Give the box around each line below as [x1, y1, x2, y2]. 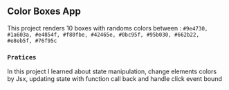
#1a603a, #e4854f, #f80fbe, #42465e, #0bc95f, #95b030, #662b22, [7, 31, 199, 38]
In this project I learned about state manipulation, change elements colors [7, 67, 217, 75]
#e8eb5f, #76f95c [7, 37, 57, 44]
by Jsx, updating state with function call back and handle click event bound [7, 75, 223, 83]
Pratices [7, 53, 37, 61]
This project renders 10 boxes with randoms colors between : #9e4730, [7, 24, 208, 32]
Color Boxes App [7, 6, 82, 17]
